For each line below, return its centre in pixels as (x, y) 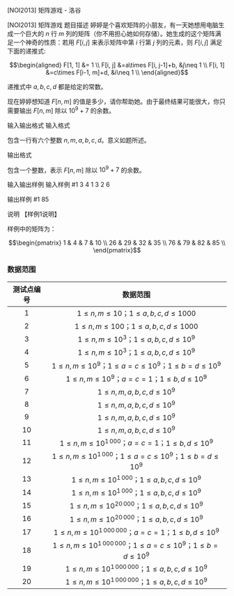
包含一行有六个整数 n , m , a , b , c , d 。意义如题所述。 (79, 140)
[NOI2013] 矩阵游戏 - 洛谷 (44, 10)
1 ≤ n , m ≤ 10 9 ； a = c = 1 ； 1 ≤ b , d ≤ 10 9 (136, 378)
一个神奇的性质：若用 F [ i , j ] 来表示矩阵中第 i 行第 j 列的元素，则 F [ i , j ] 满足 (118, 42)
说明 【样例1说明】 (34, 214)
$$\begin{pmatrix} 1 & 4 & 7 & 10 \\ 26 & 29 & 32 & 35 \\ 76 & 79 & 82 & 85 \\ (117, 243)
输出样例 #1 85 (28, 200)
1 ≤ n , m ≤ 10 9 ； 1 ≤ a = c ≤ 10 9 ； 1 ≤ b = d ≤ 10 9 (136, 365)
